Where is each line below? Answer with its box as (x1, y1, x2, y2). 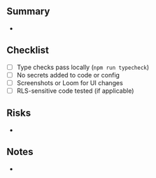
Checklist (6, 45, 50, 57)
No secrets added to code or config (16, 71, 120, 79)
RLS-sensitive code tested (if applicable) (16, 87, 134, 95)
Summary (6, 6, 50, 17)
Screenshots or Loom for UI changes (16, 78, 123, 87)
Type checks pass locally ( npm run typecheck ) (16, 63, 150, 71)
